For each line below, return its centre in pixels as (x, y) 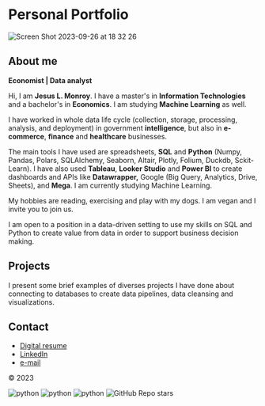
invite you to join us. (41, 209)
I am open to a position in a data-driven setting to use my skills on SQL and (130, 224)
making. (21, 241)
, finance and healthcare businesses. (106, 136)
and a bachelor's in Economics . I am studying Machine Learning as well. (127, 104)
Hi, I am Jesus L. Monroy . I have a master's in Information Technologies (127, 96)
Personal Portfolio (68, 15)
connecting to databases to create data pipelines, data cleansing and (121, 294)
